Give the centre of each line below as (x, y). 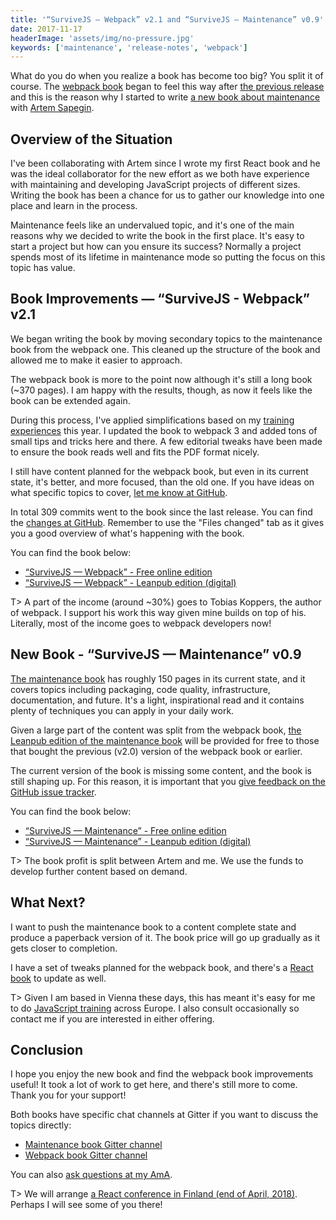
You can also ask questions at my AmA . (91, 1175)
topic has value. (43, 268)
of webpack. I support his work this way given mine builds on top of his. (158, 612)
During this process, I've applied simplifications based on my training (152, 420)
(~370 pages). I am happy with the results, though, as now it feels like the (161, 390)
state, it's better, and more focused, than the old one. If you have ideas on (162, 482)
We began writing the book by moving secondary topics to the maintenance (166, 338)
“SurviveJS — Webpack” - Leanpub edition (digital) (130, 582)
